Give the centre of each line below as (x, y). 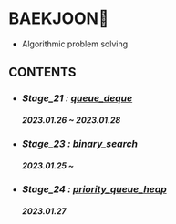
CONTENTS (42, 72)
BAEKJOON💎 (59, 19)
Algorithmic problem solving (75, 44)
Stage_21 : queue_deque (77, 98)
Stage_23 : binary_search (80, 144)
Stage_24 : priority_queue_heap (94, 189)
